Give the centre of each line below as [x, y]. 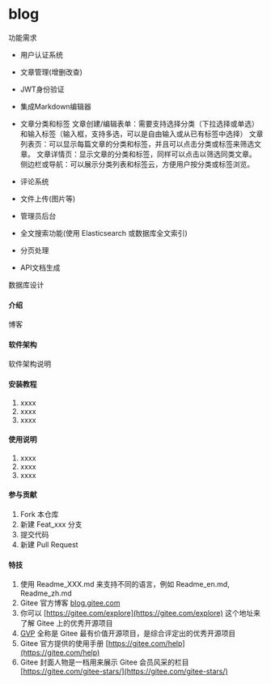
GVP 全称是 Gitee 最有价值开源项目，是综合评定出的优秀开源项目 [128, 634]
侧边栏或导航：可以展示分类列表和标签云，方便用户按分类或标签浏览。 [137, 164]
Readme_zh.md [46, 593]
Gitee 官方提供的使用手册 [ [64, 643]
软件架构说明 [30, 364]
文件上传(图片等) [48, 199]
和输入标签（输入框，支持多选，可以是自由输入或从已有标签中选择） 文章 [142, 134]
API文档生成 [40, 267]
